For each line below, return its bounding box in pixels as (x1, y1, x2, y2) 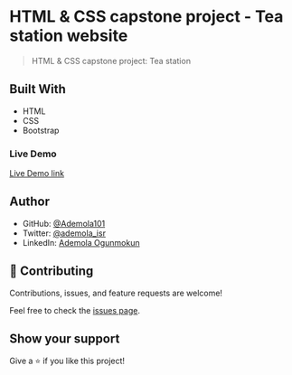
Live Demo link (9, 168, 65, 179)
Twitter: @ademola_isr (22, 228, 107, 239)
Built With (9, 81, 66, 97)
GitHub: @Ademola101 (22, 218, 106, 229)
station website (9, 25, 128, 46)
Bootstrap (22, 125, 60, 136)
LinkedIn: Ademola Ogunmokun (22, 237, 140, 248)
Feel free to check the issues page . (9, 305, 140, 315)
